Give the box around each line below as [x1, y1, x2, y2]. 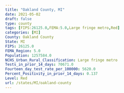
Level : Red [5, 76, 28, 81]
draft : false [5, 16, 32, 21]
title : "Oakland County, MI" [5, 7, 65, 12]
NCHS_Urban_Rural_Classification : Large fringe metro [5, 58, 118, 62]
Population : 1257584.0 [5, 53, 52, 58]
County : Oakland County [5, 35, 54, 40]
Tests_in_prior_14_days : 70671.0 [5, 62, 74, 67]
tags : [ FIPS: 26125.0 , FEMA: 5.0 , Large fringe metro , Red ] [5, 26, 120, 31]
